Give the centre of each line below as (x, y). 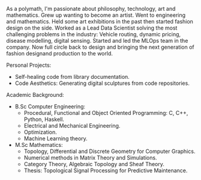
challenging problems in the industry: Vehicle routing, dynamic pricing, (94, 34)
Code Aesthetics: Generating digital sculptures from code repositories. (102, 83)
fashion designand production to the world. (59, 53)
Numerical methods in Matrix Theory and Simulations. (90, 158)
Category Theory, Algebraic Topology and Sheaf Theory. (94, 164)
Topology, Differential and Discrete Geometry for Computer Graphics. (109, 151)
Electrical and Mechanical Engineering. (72, 126)
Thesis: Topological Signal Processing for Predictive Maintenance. (106, 170)
